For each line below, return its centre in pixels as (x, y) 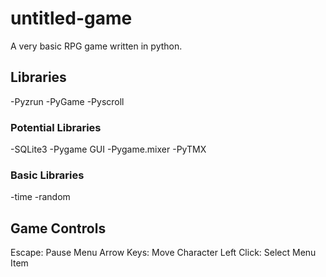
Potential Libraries (56, 127)
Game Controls (58, 228)
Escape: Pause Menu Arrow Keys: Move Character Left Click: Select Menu (163, 253)
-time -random (40, 197)
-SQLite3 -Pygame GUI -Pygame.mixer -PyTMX (108, 149)
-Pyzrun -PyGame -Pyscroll (67, 101)
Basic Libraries (47, 175)
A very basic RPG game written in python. (96, 46)
